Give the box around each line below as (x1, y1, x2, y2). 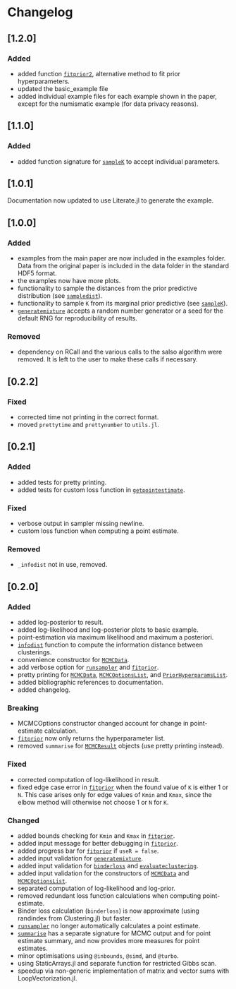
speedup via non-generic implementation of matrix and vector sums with (17, 966, 230, 975)
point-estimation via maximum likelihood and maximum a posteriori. (17, 633, 214, 642)
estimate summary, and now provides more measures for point (17, 936, 200, 945)
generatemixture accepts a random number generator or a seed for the (17, 306, 223, 315)
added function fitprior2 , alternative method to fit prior (17, 69, 181, 78)
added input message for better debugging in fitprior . (17, 839, 178, 847)
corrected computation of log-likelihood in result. (17, 775, 161, 784)
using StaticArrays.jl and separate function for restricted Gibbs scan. (17, 959, 217, 967)
